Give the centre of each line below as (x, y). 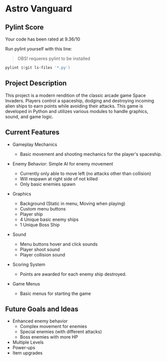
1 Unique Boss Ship (40, 224)
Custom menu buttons (43, 208)
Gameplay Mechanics (35, 144)
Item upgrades (27, 353)
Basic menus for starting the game (55, 293)
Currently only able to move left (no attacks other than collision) (85, 173)
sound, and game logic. (29, 116)
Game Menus (26, 283)
